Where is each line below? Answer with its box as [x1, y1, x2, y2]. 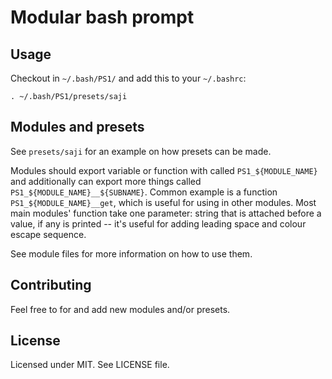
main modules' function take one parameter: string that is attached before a [10, 207, 322, 219]
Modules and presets [10, 119, 145, 136]
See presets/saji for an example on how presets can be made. [10, 145, 272, 157]
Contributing [10, 277, 92, 294]
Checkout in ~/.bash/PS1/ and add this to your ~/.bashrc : [10, 72, 247, 84]
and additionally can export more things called [10, 175, 202, 187]
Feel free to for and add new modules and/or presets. [10, 303, 231, 315]
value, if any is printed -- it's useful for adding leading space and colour [10, 217, 307, 230]
